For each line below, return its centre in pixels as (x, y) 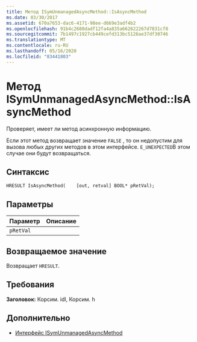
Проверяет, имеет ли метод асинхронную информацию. (79, 129)
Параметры (30, 204)
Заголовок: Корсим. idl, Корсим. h (51, 299)
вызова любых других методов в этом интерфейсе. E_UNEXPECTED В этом (98, 147)
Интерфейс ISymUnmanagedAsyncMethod (69, 332)
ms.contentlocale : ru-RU (37, 46)
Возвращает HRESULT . (33, 266)
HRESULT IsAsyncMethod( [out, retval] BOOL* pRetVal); (80, 186)
